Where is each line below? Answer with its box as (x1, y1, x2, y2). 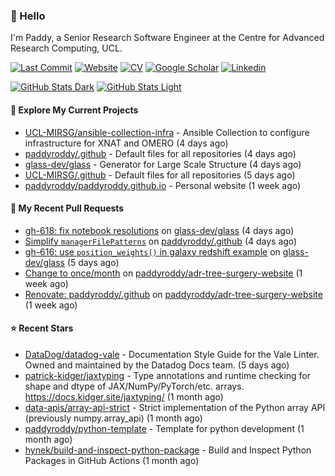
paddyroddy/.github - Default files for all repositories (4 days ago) (24, 147, 297, 159)
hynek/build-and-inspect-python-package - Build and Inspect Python (24, 444, 312, 456)
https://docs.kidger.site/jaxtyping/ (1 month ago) (24, 390, 224, 403)
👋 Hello (10, 9, 46, 23)
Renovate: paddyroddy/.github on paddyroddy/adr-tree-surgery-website (24, 288, 323, 300)
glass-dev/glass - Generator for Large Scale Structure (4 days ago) (24, 158, 302, 170)
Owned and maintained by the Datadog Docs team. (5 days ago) (24, 359, 290, 371)
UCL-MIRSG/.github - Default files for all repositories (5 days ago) (24, 169, 296, 181)
